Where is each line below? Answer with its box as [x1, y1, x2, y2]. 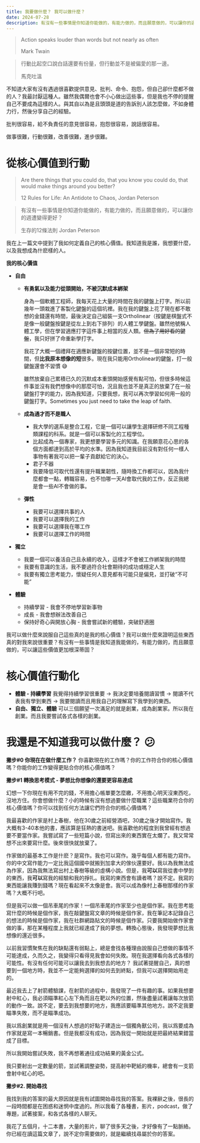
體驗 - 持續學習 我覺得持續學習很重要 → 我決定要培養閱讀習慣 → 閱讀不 [14, 690, 189, 697]
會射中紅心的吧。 [6, 1070, 48, 1077]
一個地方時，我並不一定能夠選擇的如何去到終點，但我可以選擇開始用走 [16, 967, 189, 974]
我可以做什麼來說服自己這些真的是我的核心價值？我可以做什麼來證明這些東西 [6, 631, 194, 639]
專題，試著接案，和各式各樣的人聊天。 [6, 1110, 100, 1117]
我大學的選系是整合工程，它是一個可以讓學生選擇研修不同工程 [32, 423, 185, 430]
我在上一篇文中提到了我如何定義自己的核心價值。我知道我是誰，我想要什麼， [6, 239, 194, 247]
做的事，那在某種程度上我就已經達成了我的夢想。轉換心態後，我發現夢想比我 [6, 925, 194, 932]
